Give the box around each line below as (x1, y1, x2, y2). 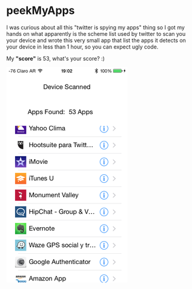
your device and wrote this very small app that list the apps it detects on (6, 36, 187, 44)
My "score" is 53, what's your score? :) (6, 55, 105, 62)
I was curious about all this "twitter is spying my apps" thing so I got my (6, 24, 185, 31)
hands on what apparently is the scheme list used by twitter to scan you (6, 30, 186, 37)
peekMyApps (6, 4, 75, 18)
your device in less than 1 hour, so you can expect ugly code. (6, 43, 159, 50)
